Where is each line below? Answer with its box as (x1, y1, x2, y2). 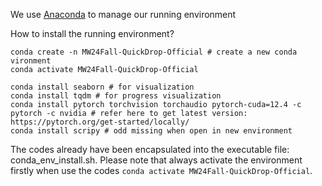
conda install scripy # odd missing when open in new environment (10, 126, 293, 136)
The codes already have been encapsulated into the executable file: (10, 144, 290, 155)
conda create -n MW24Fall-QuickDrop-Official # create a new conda (10, 47, 298, 57)
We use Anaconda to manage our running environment (10, 9, 237, 20)
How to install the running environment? (10, 28, 175, 39)
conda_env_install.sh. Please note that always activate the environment (10, 154, 303, 166)
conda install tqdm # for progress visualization (10, 91, 222, 101)
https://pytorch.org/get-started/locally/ (10, 117, 190, 127)
